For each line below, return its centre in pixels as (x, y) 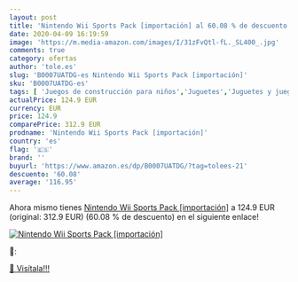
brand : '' (27, 157)
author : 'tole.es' (43, 67)
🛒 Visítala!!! (30, 269)
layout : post (33, 17)
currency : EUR (35, 108)
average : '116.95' (43, 183)
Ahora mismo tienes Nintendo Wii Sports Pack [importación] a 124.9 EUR (142, 208)
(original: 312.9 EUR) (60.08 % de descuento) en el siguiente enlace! (134, 217)
